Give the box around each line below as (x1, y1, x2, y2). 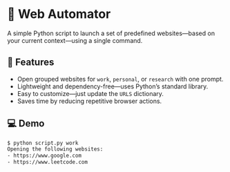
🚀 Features (7, 57, 55, 68)
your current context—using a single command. (7, 36, 143, 44)
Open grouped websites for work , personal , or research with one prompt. (17, 75, 224, 83)
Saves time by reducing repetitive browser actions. (17, 97, 162, 105)
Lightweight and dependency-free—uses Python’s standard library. (17, 82, 209, 90)
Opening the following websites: (7, 146, 104, 153)
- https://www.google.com (7, 152, 82, 160)
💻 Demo (7, 117, 45, 130)
